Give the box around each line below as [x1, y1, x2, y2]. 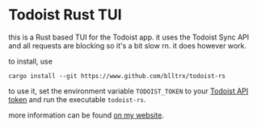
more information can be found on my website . [8, 110, 164, 120]
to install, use [8, 56, 53, 66]
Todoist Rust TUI [8, 6, 123, 24]
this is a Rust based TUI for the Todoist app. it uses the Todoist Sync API [8, 32, 250, 42]
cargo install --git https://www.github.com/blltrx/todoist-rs [8, 72, 226, 80]
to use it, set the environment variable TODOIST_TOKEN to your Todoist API [8, 86, 249, 96]
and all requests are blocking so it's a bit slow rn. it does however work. [8, 40, 247, 50]
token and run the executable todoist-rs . [8, 94, 146, 104]
